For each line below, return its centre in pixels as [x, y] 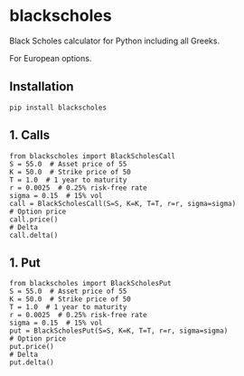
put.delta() [32, 362]
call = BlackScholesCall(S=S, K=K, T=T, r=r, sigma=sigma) [123, 203]
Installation [42, 87]
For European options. [51, 58]
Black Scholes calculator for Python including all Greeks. [114, 41]
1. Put [25, 263]
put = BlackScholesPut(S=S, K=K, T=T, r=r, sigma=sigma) [119, 331]
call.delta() [34, 235]
